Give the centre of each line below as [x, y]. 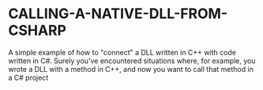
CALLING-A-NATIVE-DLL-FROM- [118, 14]
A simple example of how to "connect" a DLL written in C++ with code [122, 52]
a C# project [28, 77]
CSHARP [38, 30]
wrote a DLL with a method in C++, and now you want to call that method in [131, 69]
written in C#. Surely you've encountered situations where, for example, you [132, 61]
